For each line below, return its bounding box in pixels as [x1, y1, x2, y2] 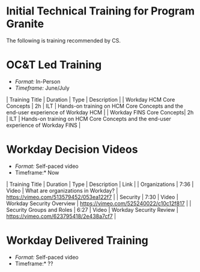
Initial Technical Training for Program [6, 4, 195, 18]
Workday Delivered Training [6, 233, 149, 247]
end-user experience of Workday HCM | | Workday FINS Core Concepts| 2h [6, 108, 194, 116]
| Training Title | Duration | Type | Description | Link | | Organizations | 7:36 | [6, 181, 194, 188]
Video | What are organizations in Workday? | [6, 187, 118, 194]
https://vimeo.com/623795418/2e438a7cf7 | [6, 212, 116, 220]
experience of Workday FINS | [6, 122, 81, 129]
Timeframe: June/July [14, 84, 70, 91]
